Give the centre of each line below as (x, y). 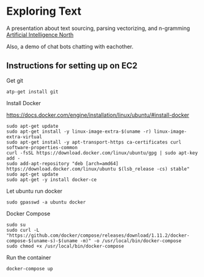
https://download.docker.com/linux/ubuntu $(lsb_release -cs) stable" (98, 169)
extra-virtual (24, 137)
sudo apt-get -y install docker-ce (52, 179)
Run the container (29, 257)
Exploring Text (44, 11)
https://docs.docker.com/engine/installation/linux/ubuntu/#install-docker (98, 115)
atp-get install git (33, 92)
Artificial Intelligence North (40, 34)
